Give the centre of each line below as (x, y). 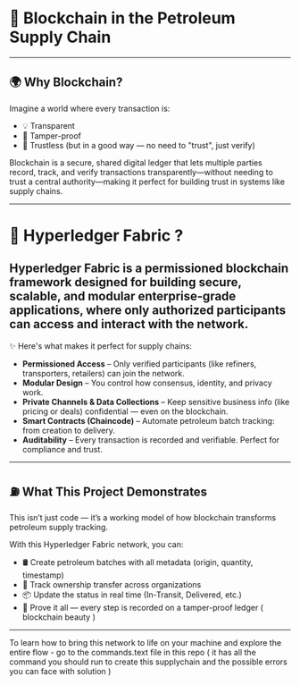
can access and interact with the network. (129, 324)
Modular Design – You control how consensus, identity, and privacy (147, 383)
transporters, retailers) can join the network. (103, 373)
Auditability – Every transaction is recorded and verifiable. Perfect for (150, 440)
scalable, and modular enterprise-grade (123, 296)
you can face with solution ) (60, 671)
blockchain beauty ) (59, 617)
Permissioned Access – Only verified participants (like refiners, (139, 364)
